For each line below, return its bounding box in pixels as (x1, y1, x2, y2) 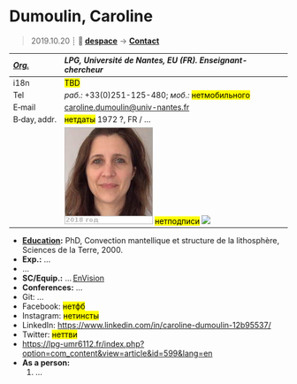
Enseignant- (199, 55, 247, 65)
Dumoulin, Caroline (9, 6, 153, 27)
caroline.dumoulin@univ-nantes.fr (64, 102, 190, 112)
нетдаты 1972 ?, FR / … (64, 114, 152, 125)
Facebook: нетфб (21, 301, 86, 311)
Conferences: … (21, 282, 83, 293)
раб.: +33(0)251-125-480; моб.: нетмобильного (64, 89, 250, 100)
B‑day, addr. (12, 114, 57, 125)
